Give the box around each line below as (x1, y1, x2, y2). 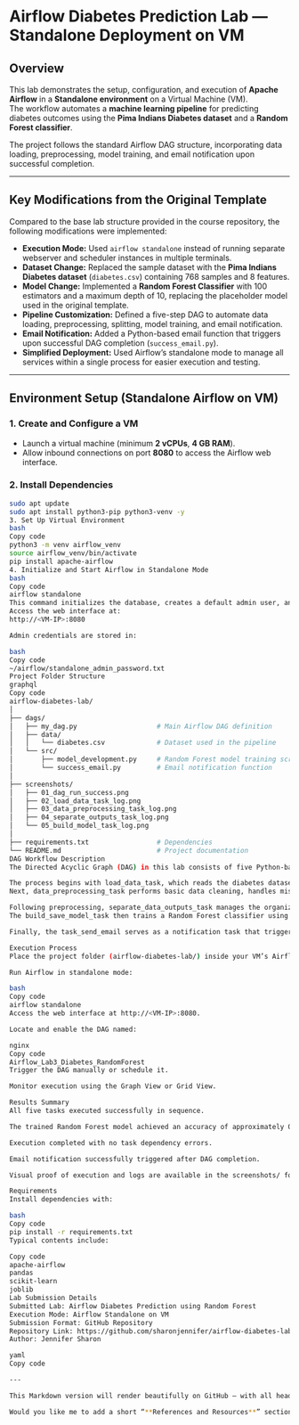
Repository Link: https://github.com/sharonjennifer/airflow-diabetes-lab (9, 1326, 293, 1336)
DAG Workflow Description (9, 854, 105, 864)
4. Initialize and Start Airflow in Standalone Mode (9, 565, 209, 574)
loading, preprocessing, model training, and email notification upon (9, 149, 255, 160)
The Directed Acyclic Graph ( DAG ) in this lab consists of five (9, 863, 253, 872)
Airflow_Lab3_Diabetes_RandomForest (9, 1058, 145, 1067)
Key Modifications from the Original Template (9, 192, 267, 208)
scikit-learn (9, 1277, 58, 1286)
